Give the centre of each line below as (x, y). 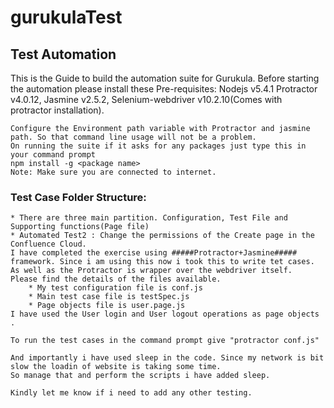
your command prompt (53, 155)
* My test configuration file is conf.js (115, 288)
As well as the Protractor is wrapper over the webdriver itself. (151, 271)
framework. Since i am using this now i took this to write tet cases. (162, 262)
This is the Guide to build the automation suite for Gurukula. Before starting (165, 78)
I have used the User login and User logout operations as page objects (165, 314)
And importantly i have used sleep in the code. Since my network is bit (167, 358)
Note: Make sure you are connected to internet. (113, 172)
